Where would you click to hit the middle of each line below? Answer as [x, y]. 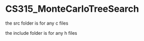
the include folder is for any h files [42, 33]
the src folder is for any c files [37, 23]
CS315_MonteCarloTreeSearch [72, 9]
